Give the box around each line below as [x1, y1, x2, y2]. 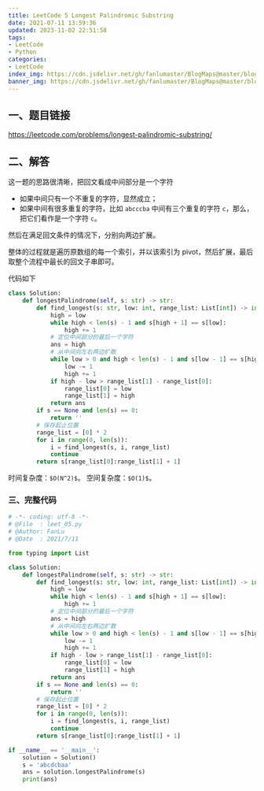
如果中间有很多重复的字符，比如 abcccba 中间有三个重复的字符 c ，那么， [19, 204, 254, 214]
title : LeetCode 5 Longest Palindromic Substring [8, 11, 174, 20]
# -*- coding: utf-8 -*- [8, 513, 90, 521]
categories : [8, 56, 47, 64]
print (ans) [22, 775, 58, 784]
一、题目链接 [8, 108, 71, 122]
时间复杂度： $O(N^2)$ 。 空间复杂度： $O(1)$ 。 [8, 473, 156, 483]
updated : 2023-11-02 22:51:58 [8, 26, 108, 34]
